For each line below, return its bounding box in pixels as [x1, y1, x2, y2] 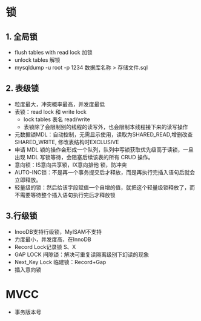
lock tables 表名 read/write [23, 116, 90, 123]
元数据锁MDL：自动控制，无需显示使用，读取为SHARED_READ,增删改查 [14, 131, 193, 138]
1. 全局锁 [5, 31, 38, 42]
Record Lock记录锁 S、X [14, 243, 76, 250]
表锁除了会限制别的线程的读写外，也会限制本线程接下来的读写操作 [23, 123, 188, 130]
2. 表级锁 [5, 83, 39, 94]
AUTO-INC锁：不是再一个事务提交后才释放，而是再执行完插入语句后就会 [14, 168, 195, 176]
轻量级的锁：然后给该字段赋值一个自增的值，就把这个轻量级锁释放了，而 [14, 184, 195, 191]
